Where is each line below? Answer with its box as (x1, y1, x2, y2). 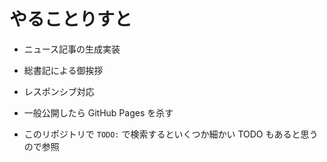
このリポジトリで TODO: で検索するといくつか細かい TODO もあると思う (23, 128, 319, 140)
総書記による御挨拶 (23, 64, 104, 76)
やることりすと (9, 8, 133, 31)
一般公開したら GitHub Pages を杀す (23, 106, 174, 119)
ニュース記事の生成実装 (23, 43, 121, 55)
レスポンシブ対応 (23, 85, 95, 97)
